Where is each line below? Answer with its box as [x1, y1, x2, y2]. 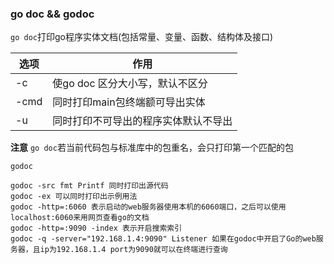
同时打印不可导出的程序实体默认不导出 [52, 114, 233, 128]
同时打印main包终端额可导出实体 [52, 95, 206, 109]
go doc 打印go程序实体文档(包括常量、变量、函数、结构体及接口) [10, 31, 274, 43]
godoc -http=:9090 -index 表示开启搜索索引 [10, 223, 183, 234]
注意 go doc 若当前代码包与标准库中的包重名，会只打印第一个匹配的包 [10, 142, 294, 154]
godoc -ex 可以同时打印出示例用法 [10, 192, 138, 202]
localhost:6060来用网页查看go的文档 [10, 213, 150, 223]
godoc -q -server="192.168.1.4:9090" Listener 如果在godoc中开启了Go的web [10, 234, 317, 244]
